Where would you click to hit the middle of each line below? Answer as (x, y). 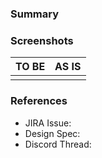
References (39, 101)
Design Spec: (52, 133)
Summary (35, 14)
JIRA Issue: (48, 123)
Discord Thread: (58, 144)
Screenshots (42, 40)
